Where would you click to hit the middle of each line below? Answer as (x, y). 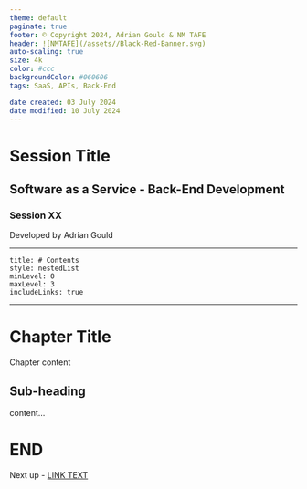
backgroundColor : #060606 (58, 78)
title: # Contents (44, 261)
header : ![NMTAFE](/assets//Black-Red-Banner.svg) (108, 43)
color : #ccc (32, 69)
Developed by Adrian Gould (62, 235)
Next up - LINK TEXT (49, 474)
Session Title (60, 156)
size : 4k (26, 60)
